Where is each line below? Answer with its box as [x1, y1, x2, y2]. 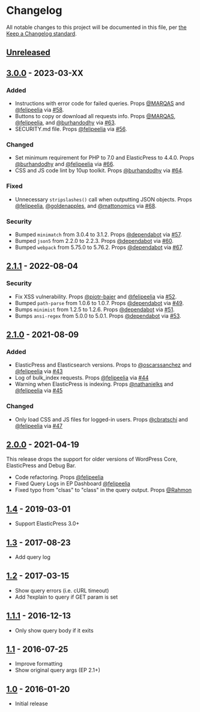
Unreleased [6, 48, 51, 58]
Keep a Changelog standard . [6, 30, 77, 37]
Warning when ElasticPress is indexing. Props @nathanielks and [14, 380, 174, 388]
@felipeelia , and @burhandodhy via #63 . [14, 119, 116, 127]
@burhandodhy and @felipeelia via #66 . [14, 160, 115, 168]
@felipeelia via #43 [14, 368, 63, 375]
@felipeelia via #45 [14, 387, 63, 394]
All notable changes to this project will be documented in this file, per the [6, 24, 187, 31]
